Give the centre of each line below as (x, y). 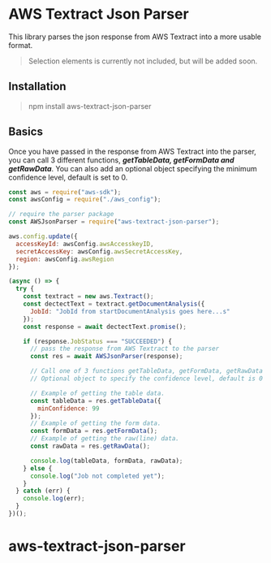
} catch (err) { (43, 491)
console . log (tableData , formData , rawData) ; (106, 461)
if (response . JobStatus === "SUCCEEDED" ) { (98, 341)
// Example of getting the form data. (95, 423)
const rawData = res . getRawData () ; (90, 446)
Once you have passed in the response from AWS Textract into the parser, (133, 151)
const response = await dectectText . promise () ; (105, 327)
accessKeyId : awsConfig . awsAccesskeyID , (85, 244)
